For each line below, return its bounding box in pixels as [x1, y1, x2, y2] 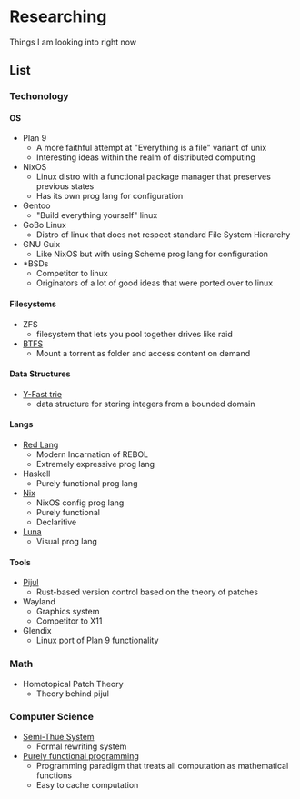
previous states [35, 181, 95, 192]
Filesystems [9, 298, 57, 310]
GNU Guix [22, 239, 61, 250]
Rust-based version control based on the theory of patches [35, 586, 259, 597]
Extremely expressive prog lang [35, 459, 155, 470]
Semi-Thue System [22, 731, 95, 742]
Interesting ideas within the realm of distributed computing [35, 152, 256, 163]
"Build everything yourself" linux [35, 210, 158, 221]
